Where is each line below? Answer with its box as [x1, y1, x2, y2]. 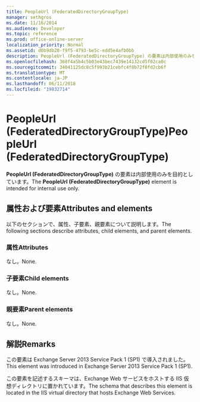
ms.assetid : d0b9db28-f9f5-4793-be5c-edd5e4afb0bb [6, 48, 135, 54]
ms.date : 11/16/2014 [6, 20, 58, 26]
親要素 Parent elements [6, 305, 73, 314]
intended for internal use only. [6, 184, 80, 191]
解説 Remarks [6, 339, 56, 349]
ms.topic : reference [6, 31, 58, 37]
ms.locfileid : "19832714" [6, 86, 70, 92]
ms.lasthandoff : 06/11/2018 [6, 81, 76, 87]
